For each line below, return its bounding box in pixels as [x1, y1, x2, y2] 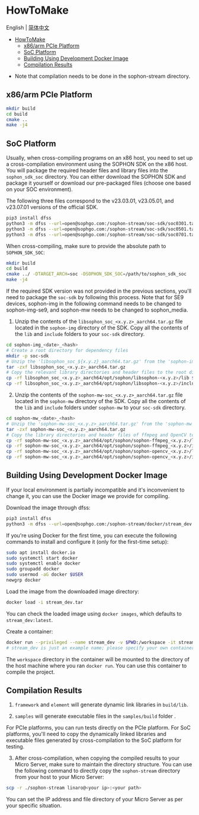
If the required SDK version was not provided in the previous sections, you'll [6, 287, 192, 294]
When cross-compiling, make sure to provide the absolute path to [6, 242, 166, 249]
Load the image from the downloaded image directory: [6, 588, 139, 595]
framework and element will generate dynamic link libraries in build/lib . [14, 701, 188, 708]
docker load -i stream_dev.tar [6, 599, 84, 605]
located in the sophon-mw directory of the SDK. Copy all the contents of [14, 398, 187, 405]
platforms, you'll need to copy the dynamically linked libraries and [6, 731, 167, 738]
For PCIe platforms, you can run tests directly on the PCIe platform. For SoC [6, 724, 191, 731]
